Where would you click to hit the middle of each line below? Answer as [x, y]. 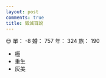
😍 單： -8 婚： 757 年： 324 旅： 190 [53, 41]
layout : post [22, 12]
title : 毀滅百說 [24, 23]
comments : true [25, 18]
